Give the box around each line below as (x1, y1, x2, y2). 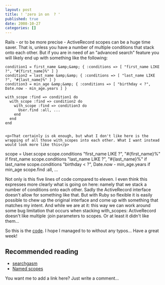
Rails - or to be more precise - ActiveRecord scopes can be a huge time (5, 39, 151, 45)
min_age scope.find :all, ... (5, 166, 58, 173)
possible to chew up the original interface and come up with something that (5, 197, 159, 203)
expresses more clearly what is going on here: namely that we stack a (5, 181, 147, 188)
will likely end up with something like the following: (5, 55, 108, 61)
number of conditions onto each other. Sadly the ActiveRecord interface (5, 187, 151, 193)
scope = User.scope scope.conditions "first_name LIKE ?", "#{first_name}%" (5, 151, 161, 157)
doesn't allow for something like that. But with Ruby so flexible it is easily (5, 192, 153, 198)
